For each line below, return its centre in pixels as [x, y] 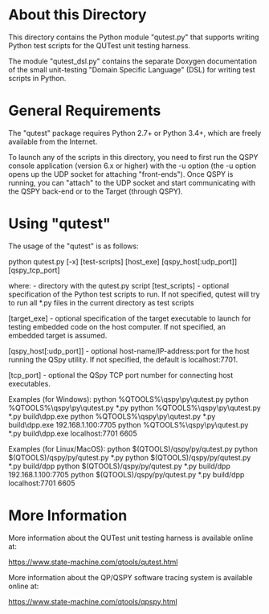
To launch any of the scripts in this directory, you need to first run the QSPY [133, 157]
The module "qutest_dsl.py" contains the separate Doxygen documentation [132, 61]
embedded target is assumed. [58, 335]
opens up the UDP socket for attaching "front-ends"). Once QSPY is [121, 174]
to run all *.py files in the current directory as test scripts [101, 302]
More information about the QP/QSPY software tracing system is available [130, 577]
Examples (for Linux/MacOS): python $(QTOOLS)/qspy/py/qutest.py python [133, 448]
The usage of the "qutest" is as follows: [73, 246]
